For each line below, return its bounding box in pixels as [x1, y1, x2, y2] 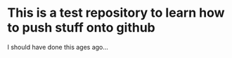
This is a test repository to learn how [7, 5, 225, 21]
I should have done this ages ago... [7, 43, 109, 51]
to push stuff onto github [7, 20, 156, 36]
